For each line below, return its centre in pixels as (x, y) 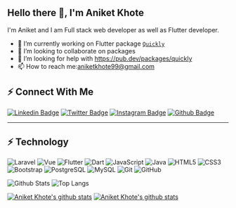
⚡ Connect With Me (51, 92)
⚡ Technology (38, 142)
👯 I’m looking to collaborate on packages (76, 51)
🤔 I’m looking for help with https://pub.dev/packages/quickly (105, 58)
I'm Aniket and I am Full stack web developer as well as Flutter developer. (113, 30)
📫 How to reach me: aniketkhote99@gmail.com (86, 66)
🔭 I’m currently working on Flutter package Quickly (91, 44)
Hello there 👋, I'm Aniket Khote (76, 13)
